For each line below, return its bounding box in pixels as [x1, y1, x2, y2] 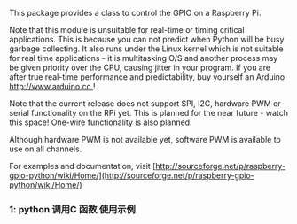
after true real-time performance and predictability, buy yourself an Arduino [9, 72, 285, 82]
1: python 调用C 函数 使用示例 [9, 203, 136, 215]
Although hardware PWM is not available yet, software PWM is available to [9, 135, 281, 144]
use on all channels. [9, 143, 82, 154]
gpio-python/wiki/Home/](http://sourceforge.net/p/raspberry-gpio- [9, 170, 254, 181]
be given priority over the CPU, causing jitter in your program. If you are [9, 62, 271, 73]
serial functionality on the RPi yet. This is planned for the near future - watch [9, 108, 288, 118]
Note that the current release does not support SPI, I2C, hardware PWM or [9, 98, 281, 109]
